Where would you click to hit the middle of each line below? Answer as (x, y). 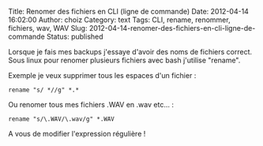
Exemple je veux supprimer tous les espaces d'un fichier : (102, 75)
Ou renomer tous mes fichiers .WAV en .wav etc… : (91, 105)
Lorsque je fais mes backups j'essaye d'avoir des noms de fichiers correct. (130, 52)
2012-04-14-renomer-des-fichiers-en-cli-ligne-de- (172, 28)
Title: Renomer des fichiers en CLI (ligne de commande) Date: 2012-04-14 (128, 11)
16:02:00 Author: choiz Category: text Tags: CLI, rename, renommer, (119, 20)
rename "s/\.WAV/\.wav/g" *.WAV (61, 119)
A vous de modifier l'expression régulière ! (77, 134)
